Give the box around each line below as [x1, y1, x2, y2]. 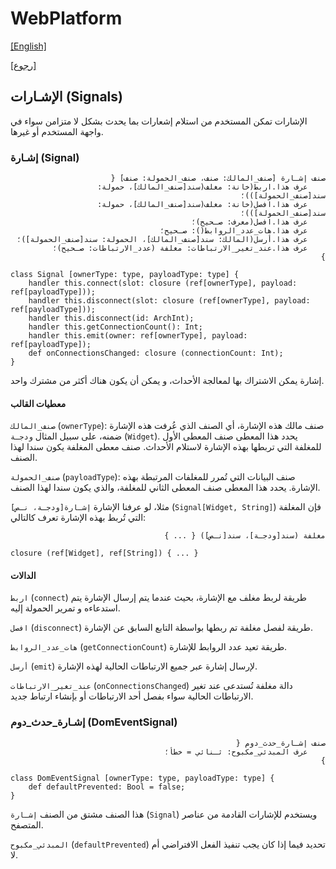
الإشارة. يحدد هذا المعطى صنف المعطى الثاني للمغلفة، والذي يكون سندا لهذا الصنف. [10, 482, 321, 494]
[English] [10, 40, 47, 52]
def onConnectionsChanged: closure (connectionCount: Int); [28, 348, 284, 359]
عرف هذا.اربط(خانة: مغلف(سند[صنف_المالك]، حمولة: [96, 182, 308, 192]
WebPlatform [10, 7, 123, 30]
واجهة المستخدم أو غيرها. [10, 125, 104, 137]
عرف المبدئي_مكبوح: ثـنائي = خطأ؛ [164, 747, 308, 757]
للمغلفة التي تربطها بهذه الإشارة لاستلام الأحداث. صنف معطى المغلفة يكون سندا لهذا [10, 441, 322, 453]
